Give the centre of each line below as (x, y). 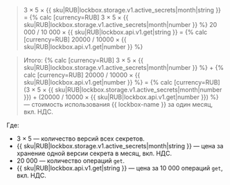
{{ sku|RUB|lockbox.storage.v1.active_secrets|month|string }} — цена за (120, 146)
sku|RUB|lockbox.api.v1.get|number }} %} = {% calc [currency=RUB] (122, 82)
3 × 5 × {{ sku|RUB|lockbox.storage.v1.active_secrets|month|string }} (122, 10)
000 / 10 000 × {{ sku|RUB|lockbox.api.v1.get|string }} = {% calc (115, 32)
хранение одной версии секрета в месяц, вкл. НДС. (94, 153)
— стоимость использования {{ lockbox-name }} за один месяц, (118, 104)
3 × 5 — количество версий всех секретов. (80, 139)
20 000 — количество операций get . (71, 161)
